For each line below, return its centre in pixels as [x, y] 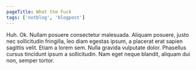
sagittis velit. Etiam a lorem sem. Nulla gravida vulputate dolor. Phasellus [96, 47]
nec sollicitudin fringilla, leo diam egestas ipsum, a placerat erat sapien [95, 41]
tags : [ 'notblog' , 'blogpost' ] [46, 17]
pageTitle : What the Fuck [39, 12]
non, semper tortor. [30, 60]
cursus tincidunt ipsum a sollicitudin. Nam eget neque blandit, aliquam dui [98, 54]
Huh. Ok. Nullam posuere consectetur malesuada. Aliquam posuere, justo [98, 34]
